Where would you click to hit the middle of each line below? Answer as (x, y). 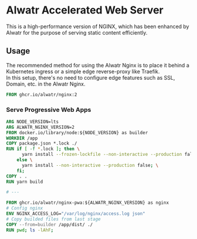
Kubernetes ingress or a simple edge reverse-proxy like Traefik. (83, 71)
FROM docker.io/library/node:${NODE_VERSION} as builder (77, 132)
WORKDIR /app (22, 138)
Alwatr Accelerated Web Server (85, 10)
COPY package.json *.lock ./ (42, 144)
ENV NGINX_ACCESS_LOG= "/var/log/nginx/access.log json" (76, 214)
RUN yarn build (25, 182)
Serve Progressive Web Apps (49, 110)
